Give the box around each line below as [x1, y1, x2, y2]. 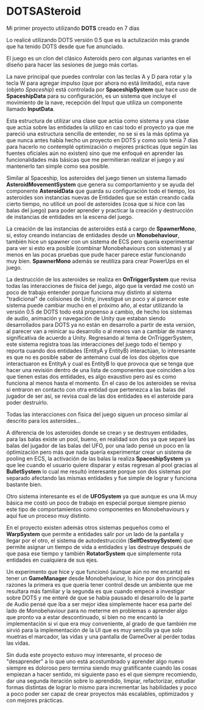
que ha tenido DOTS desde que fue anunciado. [6, 43, 124, 50]
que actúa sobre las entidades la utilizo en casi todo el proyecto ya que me [6, 123, 194, 131]
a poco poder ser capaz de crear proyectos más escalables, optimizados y [6, 690, 194, 697]
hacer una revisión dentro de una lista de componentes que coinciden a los [6, 366, 195, 373]
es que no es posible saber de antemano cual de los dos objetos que [6, 353, 179, 360]
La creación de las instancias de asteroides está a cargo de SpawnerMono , [6, 224, 197, 232]
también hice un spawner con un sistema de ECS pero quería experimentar [6, 238, 195, 245]
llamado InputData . [6, 105, 55, 112]
